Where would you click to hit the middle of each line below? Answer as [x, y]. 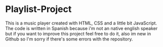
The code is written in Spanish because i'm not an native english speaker [81, 28]
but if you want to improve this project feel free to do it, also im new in [78, 33]
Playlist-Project [38, 9]
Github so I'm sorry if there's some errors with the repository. [69, 39]
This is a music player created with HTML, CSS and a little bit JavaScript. [81, 23]
